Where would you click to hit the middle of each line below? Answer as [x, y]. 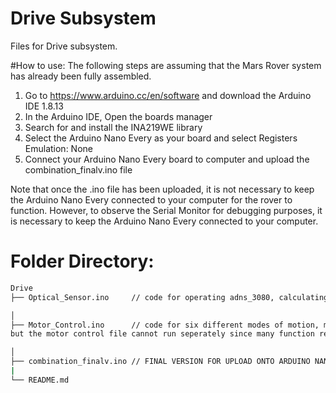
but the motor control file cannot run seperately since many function [162, 334]
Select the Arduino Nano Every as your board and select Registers [161, 138]
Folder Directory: [82, 261]
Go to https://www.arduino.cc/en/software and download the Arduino [168, 95]
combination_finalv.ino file [78, 169]
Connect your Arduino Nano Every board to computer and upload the [167, 159]
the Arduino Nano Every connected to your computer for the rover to [151, 199]
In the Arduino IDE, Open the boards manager [118, 116]
